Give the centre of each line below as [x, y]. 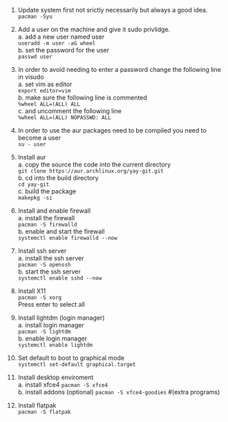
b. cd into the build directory [58, 178]
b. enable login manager [52, 338]
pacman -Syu [35, 17]
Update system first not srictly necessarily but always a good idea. [113, 10]
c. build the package [47, 191]
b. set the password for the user [64, 50]
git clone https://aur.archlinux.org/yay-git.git [91, 171]
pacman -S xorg [40, 298]
